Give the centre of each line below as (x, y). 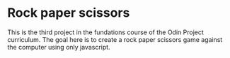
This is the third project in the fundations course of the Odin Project (105, 32)
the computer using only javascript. (59, 47)
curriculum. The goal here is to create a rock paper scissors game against (115, 39)
